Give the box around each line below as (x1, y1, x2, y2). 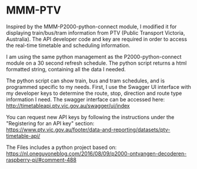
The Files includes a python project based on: (6, 144, 117, 151)
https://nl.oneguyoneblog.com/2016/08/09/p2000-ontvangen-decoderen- (6, 150, 187, 157)
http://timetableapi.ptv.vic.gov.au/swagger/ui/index (6, 102, 131, 109)
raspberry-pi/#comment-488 (6, 156, 76, 163)
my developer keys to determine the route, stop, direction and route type (6, 90, 182, 97)
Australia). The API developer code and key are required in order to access (6, 35, 187, 42)
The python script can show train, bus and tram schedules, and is (6, 77, 165, 84)
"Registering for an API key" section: (6, 120, 95, 127)
